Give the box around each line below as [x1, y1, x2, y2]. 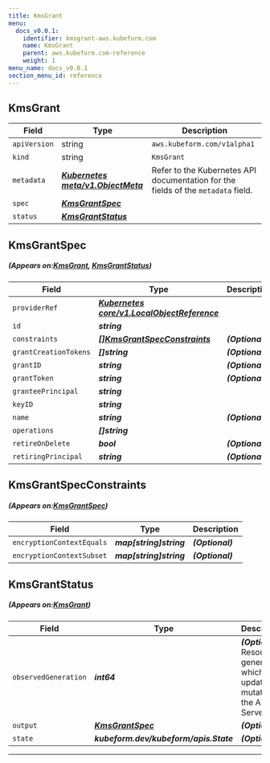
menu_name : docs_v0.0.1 [8, 64, 88, 72]
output [12, 720, 38, 730]
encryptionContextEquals [12, 538, 108, 548]
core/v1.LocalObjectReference [98, 307, 219, 318]
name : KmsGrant [22, 42, 74, 50]
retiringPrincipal [12, 452, 83, 461]
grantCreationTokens [12, 347, 91, 356]
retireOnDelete [12, 439, 71, 448]
